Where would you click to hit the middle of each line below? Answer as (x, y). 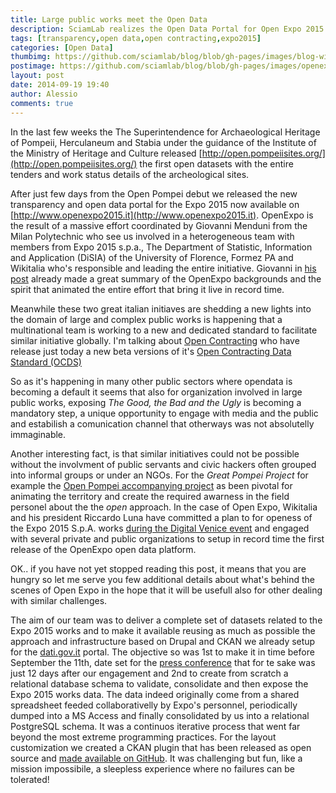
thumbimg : (31, 57)
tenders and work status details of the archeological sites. (130, 174)
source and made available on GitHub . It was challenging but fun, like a (156, 758)
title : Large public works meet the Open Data (109, 19)
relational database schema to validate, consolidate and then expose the (159, 683)
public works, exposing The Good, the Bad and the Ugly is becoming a (156, 402)
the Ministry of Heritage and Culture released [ (106, 153)
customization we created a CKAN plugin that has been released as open (161, 747)
